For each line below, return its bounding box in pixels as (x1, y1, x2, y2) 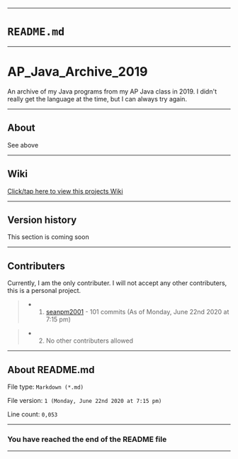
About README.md (7, 363, 95, 376)
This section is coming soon (7, 233, 90, 241)
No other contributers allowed (45, 336, 133, 345)
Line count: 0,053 (7, 409, 58, 419)
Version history (7, 214, 77, 226)
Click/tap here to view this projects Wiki (7, 187, 123, 195)
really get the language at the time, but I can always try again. (7, 94, 188, 103)
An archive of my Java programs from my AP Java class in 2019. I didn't (7, 87, 217, 96)
